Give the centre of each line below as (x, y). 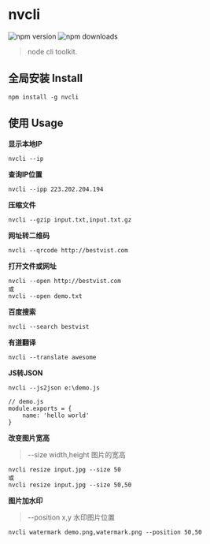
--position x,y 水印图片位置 (71, 517)
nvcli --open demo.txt (45, 296)
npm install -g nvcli (44, 97)
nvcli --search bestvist (49, 326)
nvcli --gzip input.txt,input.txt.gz (70, 220)
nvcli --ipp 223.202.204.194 (56, 189)
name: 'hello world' (56, 415)
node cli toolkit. (52, 51)
